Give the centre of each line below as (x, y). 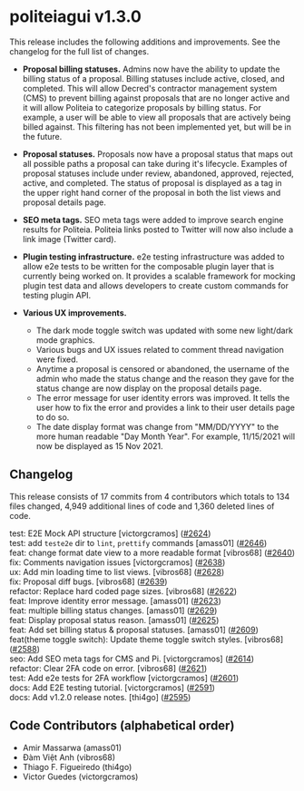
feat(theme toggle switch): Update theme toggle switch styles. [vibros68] (147, 639)
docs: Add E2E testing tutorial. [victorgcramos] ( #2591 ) (113, 688)
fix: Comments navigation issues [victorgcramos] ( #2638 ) (118, 562)
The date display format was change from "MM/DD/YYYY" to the (157, 426)
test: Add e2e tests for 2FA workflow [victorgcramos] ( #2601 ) (124, 678)
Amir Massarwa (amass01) (72, 747)
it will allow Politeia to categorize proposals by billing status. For (142, 107)
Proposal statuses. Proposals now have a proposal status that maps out (157, 154)
